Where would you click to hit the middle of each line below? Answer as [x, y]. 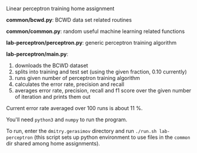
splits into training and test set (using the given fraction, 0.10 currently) [101, 72]
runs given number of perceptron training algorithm [77, 78]
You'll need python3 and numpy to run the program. [67, 119]
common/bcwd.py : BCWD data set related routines [69, 20]
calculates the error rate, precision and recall [69, 84]
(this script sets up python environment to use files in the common [112, 137]
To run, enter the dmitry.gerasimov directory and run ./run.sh [81, 131]
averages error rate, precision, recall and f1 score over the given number [103, 90]
